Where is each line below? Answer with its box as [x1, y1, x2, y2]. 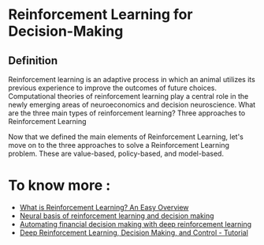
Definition [8, 54, 58, 67]
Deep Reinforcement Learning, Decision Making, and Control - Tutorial [19, 228, 248, 237]
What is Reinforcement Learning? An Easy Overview [19, 202, 189, 212]
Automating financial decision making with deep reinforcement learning [19, 219, 252, 228]
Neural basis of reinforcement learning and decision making [19, 211, 214, 220]
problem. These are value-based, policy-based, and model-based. [8, 149, 225, 158]
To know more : [8, 176, 111, 194]
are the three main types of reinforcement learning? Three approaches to [8, 108, 246, 118]
